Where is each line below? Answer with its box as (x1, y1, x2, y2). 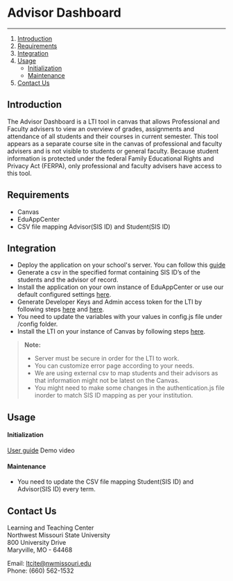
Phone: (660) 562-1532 (7, 566, 74, 575)
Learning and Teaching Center (7, 523, 94, 532)
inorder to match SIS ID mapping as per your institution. (34, 391, 193, 400)
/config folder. (17, 320, 58, 328)
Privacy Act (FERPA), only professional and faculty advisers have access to (7, 161, 222, 170)
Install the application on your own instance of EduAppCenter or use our (17, 283, 224, 291)
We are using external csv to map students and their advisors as (34, 369, 218, 377)
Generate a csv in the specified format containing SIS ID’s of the (17, 268, 201, 277)
